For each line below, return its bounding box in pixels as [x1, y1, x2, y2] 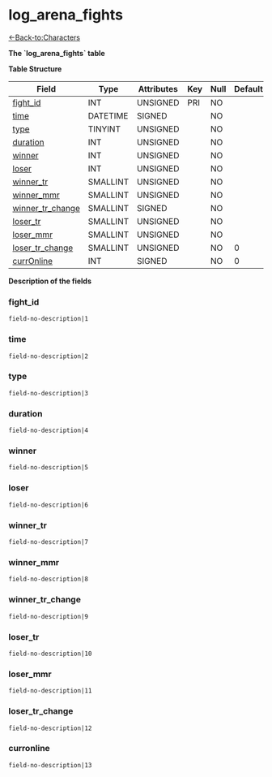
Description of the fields [8, 276, 91, 286]
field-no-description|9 [8, 612, 89, 620]
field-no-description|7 [8, 538, 89, 546]
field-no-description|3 [8, 389, 89, 397]
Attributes [138, 83, 178, 94]
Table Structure [8, 63, 62, 74]
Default [234, 83, 263, 94]
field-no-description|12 [8, 724, 92, 732]
